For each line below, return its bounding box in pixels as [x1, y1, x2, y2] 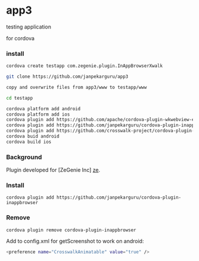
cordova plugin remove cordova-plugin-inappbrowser [6, 227, 136, 233]
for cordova [6, 34, 35, 42]
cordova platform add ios [6, 111, 70, 117]
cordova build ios [6, 139, 52, 145]
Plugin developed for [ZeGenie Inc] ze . [6, 167, 101, 174]
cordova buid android [6, 133, 60, 139]
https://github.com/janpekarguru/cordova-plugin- [56, 195, 182, 200]
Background [6, 152, 43, 161]
